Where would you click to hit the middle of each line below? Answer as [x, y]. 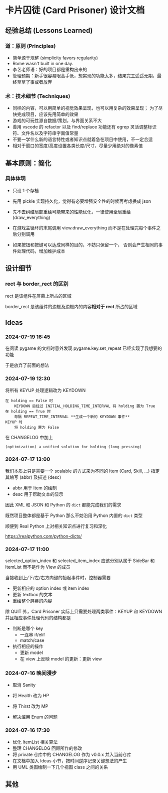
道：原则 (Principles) [30, 46]
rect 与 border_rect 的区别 [37, 284]
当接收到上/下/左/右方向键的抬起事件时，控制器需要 [58, 578]
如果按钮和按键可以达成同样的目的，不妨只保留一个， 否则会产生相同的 [85, 244]
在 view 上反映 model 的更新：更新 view [61, 659]
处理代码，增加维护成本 [41, 251]
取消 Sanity [24, 685]
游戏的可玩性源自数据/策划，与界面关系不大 [57, 120]
